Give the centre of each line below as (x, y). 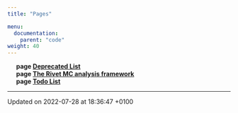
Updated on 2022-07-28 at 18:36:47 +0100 (70, 102)
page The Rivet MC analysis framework (75, 74)
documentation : (36, 33)
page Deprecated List (48, 66)
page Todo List (38, 81)
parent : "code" (42, 40)
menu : (15, 26)
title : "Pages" (30, 14)
